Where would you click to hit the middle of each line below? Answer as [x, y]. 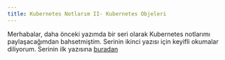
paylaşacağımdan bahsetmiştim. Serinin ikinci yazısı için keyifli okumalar [113, 41]
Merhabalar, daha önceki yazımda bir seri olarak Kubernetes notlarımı [109, 34]
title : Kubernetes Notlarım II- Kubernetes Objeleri [87, 14]
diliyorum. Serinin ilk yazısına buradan [63, 49]
